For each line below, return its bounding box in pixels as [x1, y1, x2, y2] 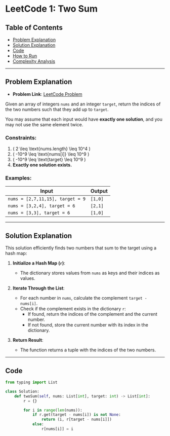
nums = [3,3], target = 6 [8, 210, 70, 216]
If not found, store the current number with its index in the [27, 322, 148, 328]
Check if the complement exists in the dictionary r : [20, 306, 126, 312]
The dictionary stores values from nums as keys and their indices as [20, 270, 160, 276]
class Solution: [5, 389, 39, 394]
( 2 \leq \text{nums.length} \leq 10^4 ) [12, 146, 91, 152]
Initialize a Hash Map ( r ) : [12, 260, 66, 266]
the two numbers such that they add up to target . [5, 106, 109, 112]
